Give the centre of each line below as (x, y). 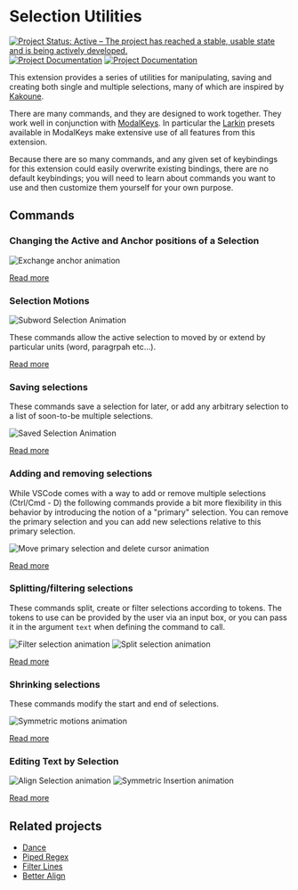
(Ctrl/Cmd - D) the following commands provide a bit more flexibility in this (145, 502)
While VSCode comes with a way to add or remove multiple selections (138, 493)
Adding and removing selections (81, 474)
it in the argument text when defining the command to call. (117, 626)
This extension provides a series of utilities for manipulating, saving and (141, 77)
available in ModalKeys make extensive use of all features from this (132, 132)
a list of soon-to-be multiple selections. (81, 416)
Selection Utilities (76, 16)
